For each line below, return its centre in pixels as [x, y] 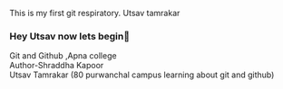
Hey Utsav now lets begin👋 [69, 36]
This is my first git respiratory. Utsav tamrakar [95, 13]
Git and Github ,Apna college [63, 56]
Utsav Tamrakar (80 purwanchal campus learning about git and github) [142, 75]
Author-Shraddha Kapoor [57, 66]
